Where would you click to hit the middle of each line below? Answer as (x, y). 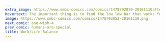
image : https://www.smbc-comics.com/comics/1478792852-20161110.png (77, 18)
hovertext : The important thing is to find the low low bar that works (80, 14)
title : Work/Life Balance (31, 32)
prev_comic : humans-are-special (38, 28)
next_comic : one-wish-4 (29, 23)
